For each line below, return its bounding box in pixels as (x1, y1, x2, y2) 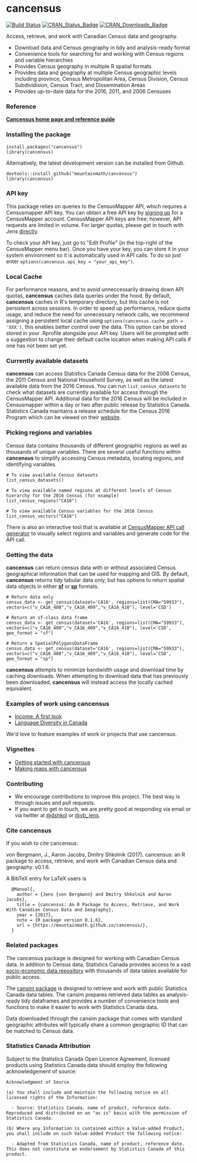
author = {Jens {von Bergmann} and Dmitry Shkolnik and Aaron (16, 891, 172, 898)
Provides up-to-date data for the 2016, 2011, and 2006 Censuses (14, 88, 171, 95)
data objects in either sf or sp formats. (6, 583, 99, 590)
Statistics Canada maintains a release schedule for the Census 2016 (6, 407, 170, 415)
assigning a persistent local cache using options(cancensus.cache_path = (6, 317, 184, 325)
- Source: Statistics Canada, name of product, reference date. (11, 1105, 172, 1111)
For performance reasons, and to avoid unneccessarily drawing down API (6, 286, 184, 293)
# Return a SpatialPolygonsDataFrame (6, 640, 98, 647)
